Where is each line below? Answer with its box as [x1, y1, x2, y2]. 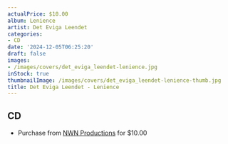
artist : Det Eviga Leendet [7, 24, 88, 31]
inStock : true [7, 70, 50, 77]
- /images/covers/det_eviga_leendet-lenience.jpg [7, 63, 158, 71]
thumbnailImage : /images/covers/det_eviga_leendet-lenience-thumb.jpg [7, 76, 222, 84]
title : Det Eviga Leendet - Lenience [7, 83, 120, 91]
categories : [7, 30, 43, 38]
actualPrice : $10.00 [7, 10, 69, 18]
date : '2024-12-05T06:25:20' [7, 43, 94, 51]
